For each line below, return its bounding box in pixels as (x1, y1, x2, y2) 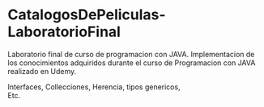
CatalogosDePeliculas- (7, 6, 167, 24)
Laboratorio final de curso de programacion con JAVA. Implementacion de (7, 49, 255, 59)
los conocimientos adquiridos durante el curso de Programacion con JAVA (7, 58, 256, 68)
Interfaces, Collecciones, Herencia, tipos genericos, (7, 82, 181, 92)
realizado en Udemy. (7, 66, 77, 76)
